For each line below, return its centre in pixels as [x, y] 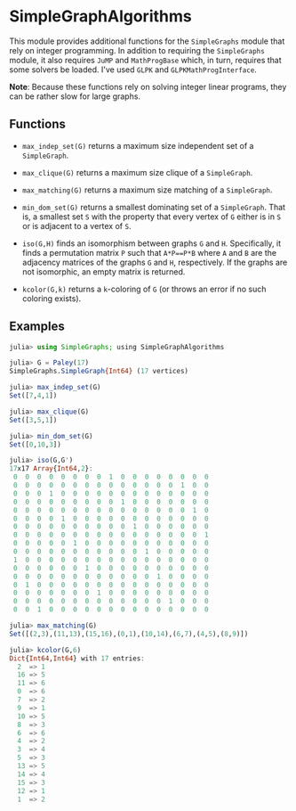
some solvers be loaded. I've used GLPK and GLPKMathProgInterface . [133, 70]
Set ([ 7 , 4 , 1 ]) [33, 396]
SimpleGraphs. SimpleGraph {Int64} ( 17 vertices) [99, 372]
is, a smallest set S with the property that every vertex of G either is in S [152, 217]
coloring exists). [52, 298]
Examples [37, 327]
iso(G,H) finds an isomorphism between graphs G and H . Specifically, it [152, 243]
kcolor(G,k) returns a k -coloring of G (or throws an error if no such [144, 289]
